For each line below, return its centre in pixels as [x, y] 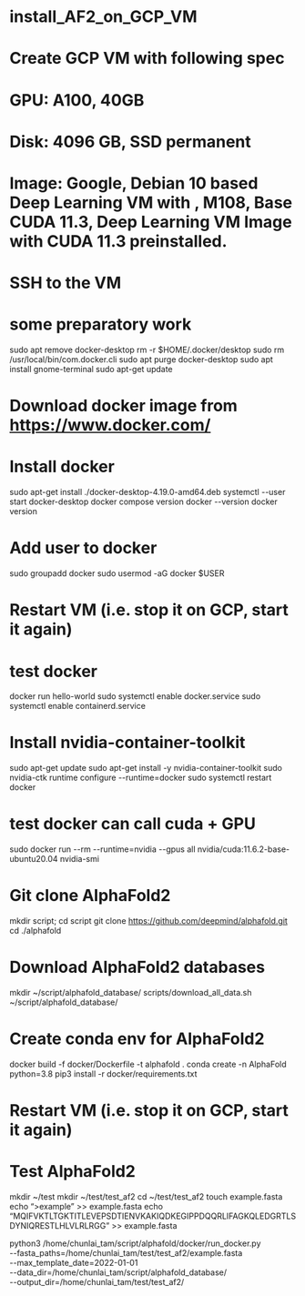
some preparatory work [101, 324]
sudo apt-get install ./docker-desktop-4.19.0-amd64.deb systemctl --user [147, 492]
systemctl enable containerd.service [77, 706]
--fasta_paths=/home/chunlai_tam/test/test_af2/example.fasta [126, 1253]
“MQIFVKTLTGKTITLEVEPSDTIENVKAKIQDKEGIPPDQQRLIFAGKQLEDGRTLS [153, 1216]
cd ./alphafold [36, 931]
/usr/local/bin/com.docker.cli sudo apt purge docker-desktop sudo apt [141, 359]
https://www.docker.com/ [110, 425]
